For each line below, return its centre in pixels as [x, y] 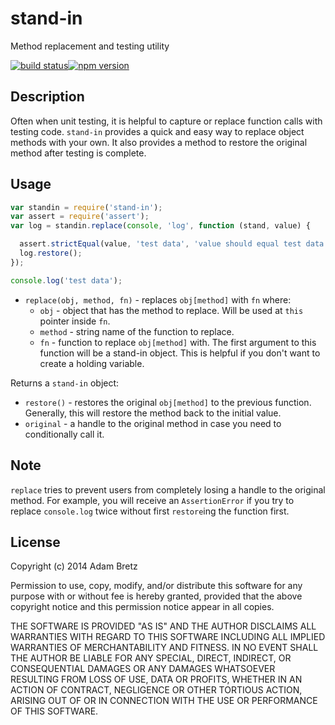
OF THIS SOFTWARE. [54, 711]
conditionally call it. [64, 434]
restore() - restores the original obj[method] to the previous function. [168, 402]
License [35, 542]
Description [47, 97]
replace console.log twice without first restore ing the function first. [150, 511]
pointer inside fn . [75, 321]
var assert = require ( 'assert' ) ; [80, 217]
